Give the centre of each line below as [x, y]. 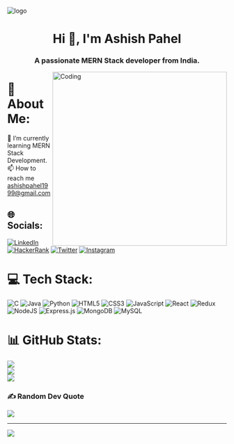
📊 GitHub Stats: [55, 340]
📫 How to [22, 168]
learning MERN [29, 145]
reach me [21, 178]
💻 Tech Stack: [50, 279]
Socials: [25, 226]
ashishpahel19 [28, 186]
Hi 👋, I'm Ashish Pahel [117, 39]
